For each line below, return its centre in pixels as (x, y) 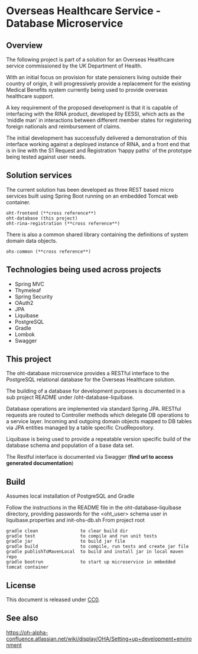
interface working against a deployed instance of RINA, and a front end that (98, 144)
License (21, 585)
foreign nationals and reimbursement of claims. (64, 126)
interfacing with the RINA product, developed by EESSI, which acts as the (95, 114)
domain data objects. (32, 240)
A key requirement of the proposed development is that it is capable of (92, 107)
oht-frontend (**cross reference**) (51, 213)
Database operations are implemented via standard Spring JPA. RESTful (94, 409)
